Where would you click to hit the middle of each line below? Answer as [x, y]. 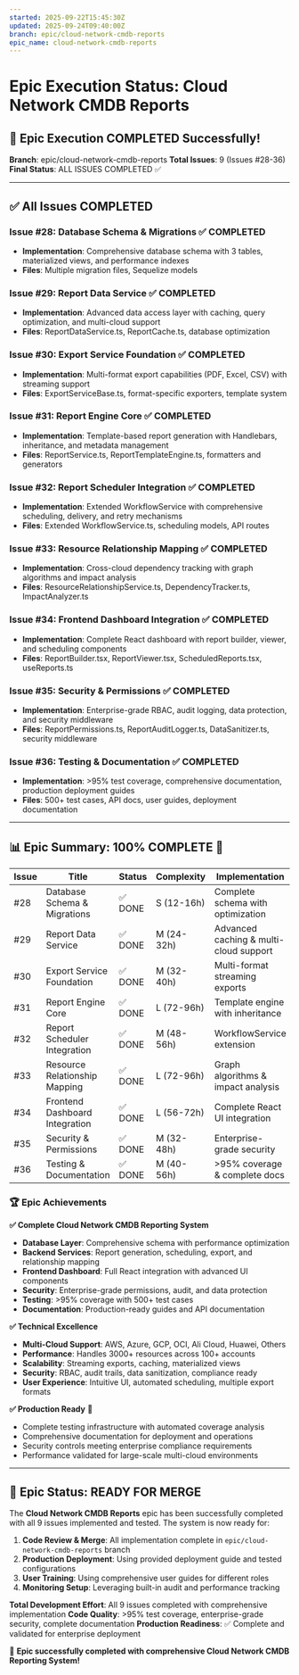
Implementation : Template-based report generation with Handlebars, [149, 435]
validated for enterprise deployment [75, 1634]
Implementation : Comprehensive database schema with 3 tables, [142, 251]
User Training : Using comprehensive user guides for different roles [145, 1578]
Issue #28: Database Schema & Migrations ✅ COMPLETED [137, 231]
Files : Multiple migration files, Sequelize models [110, 269]
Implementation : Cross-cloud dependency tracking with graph [137, 568]
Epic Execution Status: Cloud [119, 87]
